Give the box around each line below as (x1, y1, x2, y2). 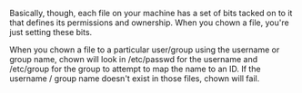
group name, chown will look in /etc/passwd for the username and (9, 54, 257, 64)
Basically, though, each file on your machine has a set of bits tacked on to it (9, 8, 293, 18)
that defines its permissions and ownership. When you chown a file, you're (9, 17, 289, 28)
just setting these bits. (9, 27, 93, 37)
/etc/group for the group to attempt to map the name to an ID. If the (9, 63, 261, 74)
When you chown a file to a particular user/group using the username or (9, 44, 280, 55)
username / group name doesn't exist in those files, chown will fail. (9, 73, 260, 84)
